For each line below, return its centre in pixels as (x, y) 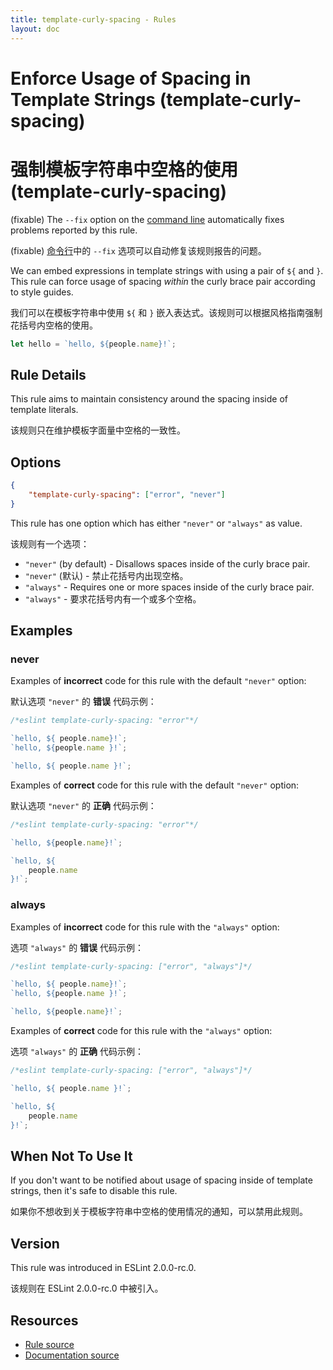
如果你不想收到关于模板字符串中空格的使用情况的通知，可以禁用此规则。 (159, 1212)
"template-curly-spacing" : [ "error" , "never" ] (127, 495)
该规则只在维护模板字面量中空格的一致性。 (98, 430)
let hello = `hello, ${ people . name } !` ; (93, 344)
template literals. (44, 410)
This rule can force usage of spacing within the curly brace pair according (163, 281)
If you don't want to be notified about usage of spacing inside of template (161, 1180)
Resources (44, 1320)
